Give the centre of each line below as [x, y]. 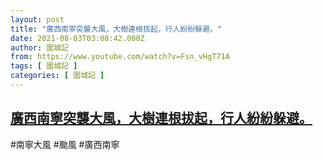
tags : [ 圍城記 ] [44, 66]
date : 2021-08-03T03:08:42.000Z [77, 38]
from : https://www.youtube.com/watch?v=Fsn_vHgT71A [120, 57]
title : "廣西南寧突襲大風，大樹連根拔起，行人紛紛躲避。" [116, 29]
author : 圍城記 [39, 47]
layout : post [37, 19]
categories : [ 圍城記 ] [57, 76]
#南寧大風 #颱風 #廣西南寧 [65, 144]
